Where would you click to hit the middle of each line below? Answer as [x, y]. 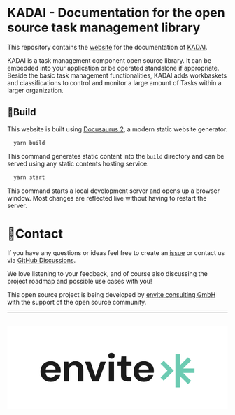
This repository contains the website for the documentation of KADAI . [107, 47]
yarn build [29, 143]
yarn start [29, 177]
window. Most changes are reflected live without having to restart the [107, 198]
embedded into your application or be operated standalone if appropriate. [113, 68]
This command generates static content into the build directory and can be [116, 156]
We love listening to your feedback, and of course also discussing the [107, 274]
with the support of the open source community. [77, 303]
